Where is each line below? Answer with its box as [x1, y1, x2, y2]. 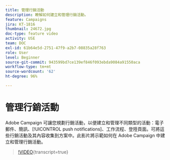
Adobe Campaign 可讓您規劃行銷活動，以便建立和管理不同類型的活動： [5, 119, 155, 125]
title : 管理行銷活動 [5, 7, 44, 13]
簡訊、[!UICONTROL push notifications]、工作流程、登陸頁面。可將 [18, 126, 160, 132]
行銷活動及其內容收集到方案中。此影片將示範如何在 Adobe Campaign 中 [9, 132, 161, 138]
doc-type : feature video [5, 31, 58, 36]
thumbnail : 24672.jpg [5, 26, 52, 32]
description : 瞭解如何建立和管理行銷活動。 [5, 12, 88, 17]
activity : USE [5, 36, 36, 41]
